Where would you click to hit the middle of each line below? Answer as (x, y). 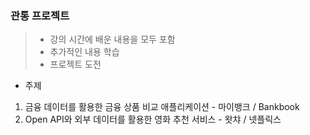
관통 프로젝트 (40, 15)
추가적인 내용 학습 (84, 52)
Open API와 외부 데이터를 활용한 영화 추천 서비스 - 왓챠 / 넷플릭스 (153, 119)
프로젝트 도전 (75, 64)
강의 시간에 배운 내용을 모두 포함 (112, 39)
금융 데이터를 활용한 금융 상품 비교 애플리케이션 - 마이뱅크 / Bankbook (162, 107)
